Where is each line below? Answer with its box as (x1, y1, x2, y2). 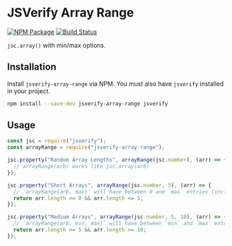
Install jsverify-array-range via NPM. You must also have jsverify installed (7, 79, 224, 88)
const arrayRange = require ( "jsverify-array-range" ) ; (7, 144, 166, 151)
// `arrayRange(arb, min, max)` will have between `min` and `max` (13, 220, 212, 227)
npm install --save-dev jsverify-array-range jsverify (7, 100, 168, 107)
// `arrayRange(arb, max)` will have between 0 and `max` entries (13, 188, 209, 195)
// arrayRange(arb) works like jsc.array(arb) (13, 163, 150, 170)
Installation (7, 61, 57, 73)
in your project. (7, 86, 50, 95)
